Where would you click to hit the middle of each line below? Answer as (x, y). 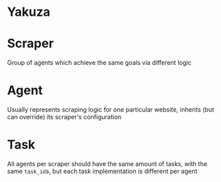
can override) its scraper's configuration (64, 117)
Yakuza (29, 12)
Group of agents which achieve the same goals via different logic (99, 63)
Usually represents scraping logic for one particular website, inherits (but (111, 110)
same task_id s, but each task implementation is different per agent (102, 171)
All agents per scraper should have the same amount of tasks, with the (107, 164)
